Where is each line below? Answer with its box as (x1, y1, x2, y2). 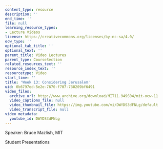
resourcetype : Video (5, 71, 47, 76)
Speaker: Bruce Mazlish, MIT (5, 129, 63, 135)
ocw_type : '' (5, 39, 32, 44)
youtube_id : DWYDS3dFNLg (9, 116, 60, 121)
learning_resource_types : (5, 25, 58, 30)
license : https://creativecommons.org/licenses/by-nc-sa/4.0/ (5, 35, 134, 40)
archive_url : (9, 93, 36, 98)
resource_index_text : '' (5, 66, 56, 71)
